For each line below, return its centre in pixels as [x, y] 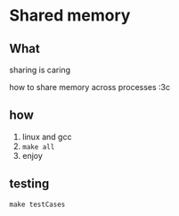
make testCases [37, 204]
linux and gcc [47, 137]
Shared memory [70, 16]
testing [29, 184]
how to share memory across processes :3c [90, 87]
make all [38, 147]
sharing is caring [40, 70]
